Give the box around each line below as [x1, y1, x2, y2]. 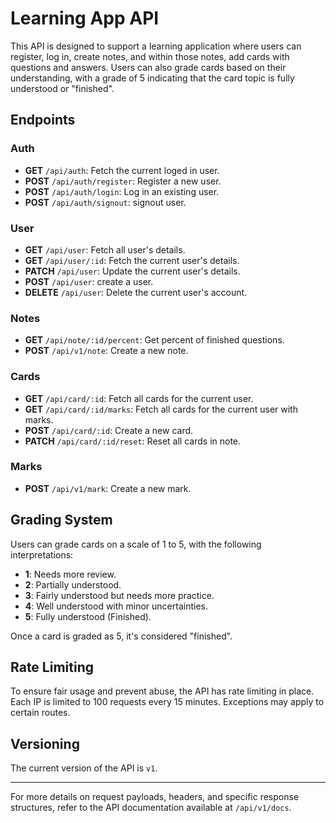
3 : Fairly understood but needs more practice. [24, 589, 215, 601]
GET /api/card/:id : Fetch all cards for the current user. [24, 392, 254, 404]
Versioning [10, 735, 80, 752]
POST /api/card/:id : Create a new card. [24, 424, 194, 436]
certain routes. [10, 707, 71, 719]
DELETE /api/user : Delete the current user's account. [24, 286, 248, 298]
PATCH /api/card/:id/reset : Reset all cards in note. [24, 435, 242, 447]
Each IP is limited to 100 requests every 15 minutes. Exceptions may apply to [10, 696, 325, 708]
